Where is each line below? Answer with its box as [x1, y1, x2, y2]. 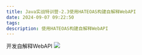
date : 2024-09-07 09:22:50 [6, 14, 74, 20]
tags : [6, 20, 20, 26]
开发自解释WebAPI [6, 42, 53, 50]
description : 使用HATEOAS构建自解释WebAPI [6, 25, 109, 32]
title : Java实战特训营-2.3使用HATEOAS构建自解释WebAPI [6, 8, 137, 15]
